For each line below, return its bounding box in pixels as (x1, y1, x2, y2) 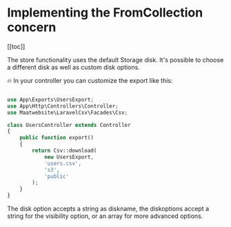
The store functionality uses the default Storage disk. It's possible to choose (7, 55, 224, 63)
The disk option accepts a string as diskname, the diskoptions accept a (7, 205, 209, 213)
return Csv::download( (32, 147, 97, 155)
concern (7, 19, 57, 35)
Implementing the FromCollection (7, 5, 203, 21)
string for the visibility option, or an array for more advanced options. (7, 212, 203, 220)
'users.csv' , (43, 160, 81, 167)
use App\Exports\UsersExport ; (7, 96, 94, 103)
